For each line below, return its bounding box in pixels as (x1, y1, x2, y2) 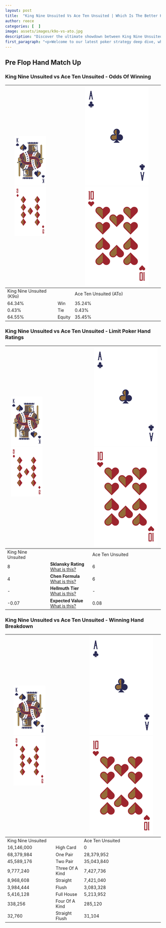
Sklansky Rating (50, 561, 84, 567)
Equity (57, 314, 71, 320)
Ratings (5, 334, 24, 341)
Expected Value (50, 598, 83, 604)
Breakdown (5, 623, 33, 630)
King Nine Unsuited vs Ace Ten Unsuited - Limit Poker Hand (5, 328, 151, 335)
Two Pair (55, 858, 74, 864)
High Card (55, 845, 77, 851)
